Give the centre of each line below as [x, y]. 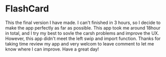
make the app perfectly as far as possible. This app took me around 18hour [83, 27]
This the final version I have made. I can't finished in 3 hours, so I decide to [83, 22]
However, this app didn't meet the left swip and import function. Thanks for [83, 38]
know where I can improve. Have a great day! [52, 49]
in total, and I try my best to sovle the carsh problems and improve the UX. [82, 33]
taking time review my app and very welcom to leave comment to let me [80, 43]
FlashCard [27, 9]
